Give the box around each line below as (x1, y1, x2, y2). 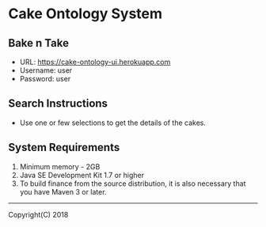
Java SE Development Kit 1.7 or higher (19, 170, 145, 180)
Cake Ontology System (8, 5, 163, 23)
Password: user (19, 74, 71, 83)
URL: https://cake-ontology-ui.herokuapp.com (19, 57, 171, 66)
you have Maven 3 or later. (19, 187, 107, 196)
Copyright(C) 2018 (8, 210, 69, 219)
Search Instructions (8, 96, 108, 111)
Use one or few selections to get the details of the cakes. (19, 118, 206, 127)
